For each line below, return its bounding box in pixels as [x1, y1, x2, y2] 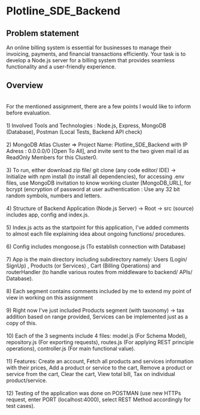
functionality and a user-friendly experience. [6, 63, 116, 70]
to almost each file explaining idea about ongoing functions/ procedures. [6, 230, 186, 237]
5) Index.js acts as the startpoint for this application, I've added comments [6, 224, 189, 231]
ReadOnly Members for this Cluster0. [6, 154, 98, 161]
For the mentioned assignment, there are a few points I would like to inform [6, 103, 191, 110]
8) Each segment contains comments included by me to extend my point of [6, 287, 192, 294]
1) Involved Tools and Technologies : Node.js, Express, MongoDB [6, 122, 166, 129]
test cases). [6, 402, 35, 409]
